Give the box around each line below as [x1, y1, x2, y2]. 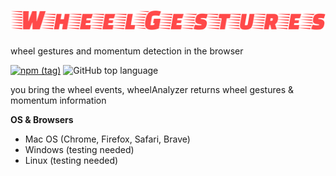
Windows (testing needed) [24, 144, 135, 156]
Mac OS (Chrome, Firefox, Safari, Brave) [24, 133, 191, 145]
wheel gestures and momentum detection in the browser [10, 45, 244, 57]
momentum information [10, 95, 107, 107]
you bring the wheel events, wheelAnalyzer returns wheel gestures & [10, 84, 294, 96]
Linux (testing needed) [24, 155, 119, 167]
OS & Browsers [10, 114, 74, 126]
